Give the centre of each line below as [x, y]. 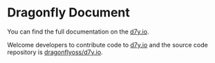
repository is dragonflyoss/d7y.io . [55, 52]
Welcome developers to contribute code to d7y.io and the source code [108, 45]
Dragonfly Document [68, 13]
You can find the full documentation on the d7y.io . [78, 32]
